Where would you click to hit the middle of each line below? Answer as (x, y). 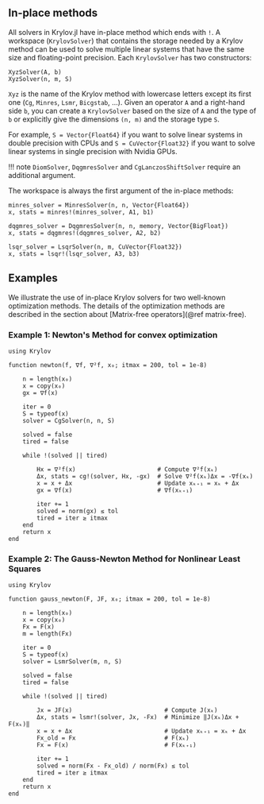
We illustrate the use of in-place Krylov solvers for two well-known (117, 297)
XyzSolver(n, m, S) (40, 79)
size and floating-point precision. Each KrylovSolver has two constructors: (130, 57)
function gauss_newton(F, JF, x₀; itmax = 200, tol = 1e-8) (110, 599)
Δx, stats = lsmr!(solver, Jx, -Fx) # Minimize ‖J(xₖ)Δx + (138, 717)
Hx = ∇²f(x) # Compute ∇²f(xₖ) (127, 469)
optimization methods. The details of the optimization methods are (117, 306)
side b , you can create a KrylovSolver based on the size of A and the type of (132, 110)
